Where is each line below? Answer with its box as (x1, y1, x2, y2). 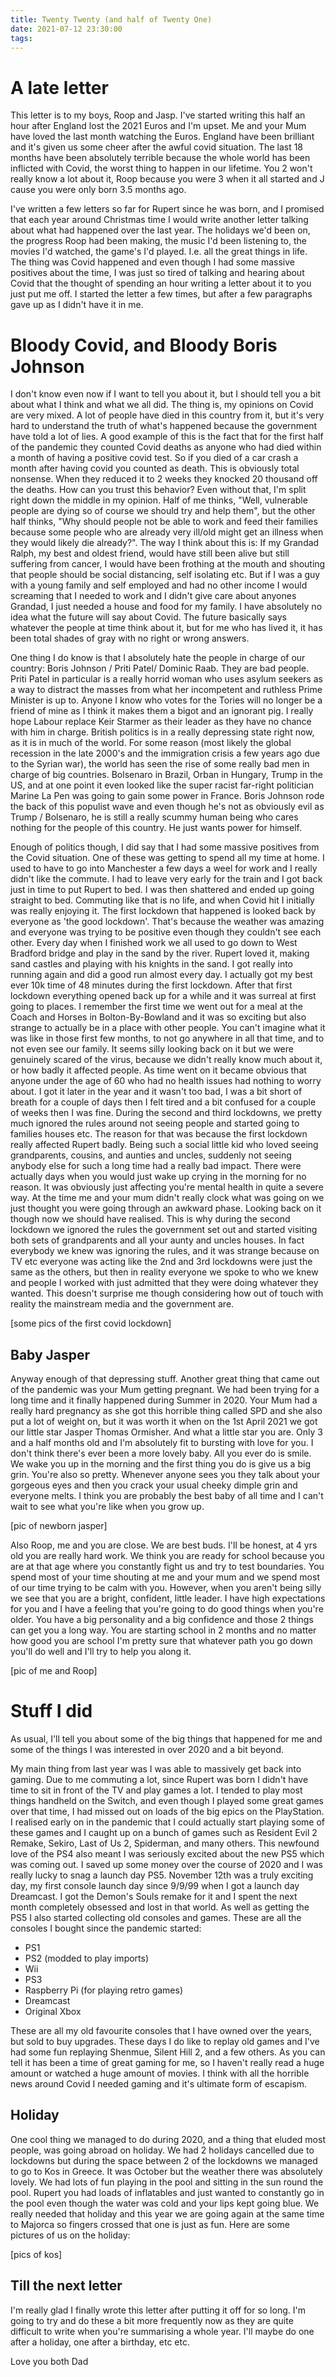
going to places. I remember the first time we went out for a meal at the (10, 1001, 303, 1013)
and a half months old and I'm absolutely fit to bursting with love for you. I (10, 1437, 314, 1449)
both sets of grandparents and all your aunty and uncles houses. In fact (10, 1234, 305, 1246)
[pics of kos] (10, 2248, 63, 2260)
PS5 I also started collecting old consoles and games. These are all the (10, 1912, 302, 1923)
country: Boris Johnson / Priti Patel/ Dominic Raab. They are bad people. (10, 662, 310, 675)
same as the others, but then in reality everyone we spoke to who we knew (10, 1266, 319, 1278)
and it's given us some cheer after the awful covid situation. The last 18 (10, 141, 304, 153)
